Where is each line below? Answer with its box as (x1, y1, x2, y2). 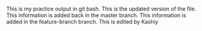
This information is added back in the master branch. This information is (6, 12, 186, 19)
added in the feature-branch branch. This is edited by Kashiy (6, 18, 159, 25)
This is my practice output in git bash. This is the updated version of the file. (6, 5, 197, 12)
